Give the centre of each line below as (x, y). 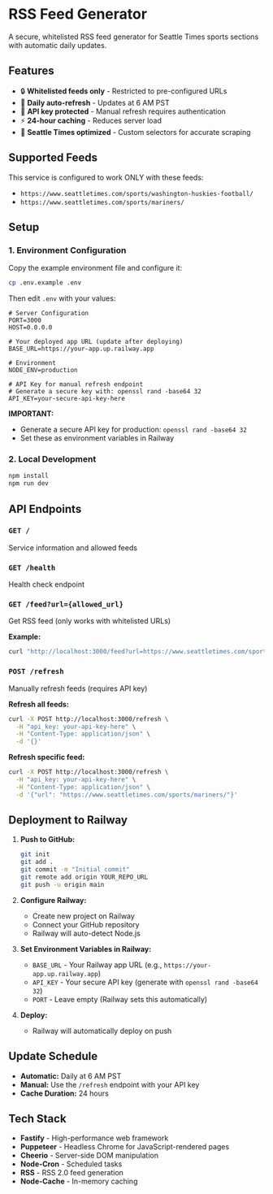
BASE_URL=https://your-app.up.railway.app (81, 349)
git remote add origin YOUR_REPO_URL (84, 877)
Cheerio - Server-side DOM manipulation (89, 1156)
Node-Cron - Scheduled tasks (71, 1164)
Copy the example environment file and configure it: (95, 268)
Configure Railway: (53, 900)
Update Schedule (53, 1056)
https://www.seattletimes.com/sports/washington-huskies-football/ (136, 193)
